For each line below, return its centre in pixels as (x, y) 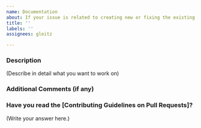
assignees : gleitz (29, 34)
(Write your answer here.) (38, 118)
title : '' (19, 23)
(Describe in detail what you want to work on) (63, 73)
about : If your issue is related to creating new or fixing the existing (101, 17)
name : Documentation (32, 12)
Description (24, 61)
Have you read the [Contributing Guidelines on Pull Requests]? (100, 105)
